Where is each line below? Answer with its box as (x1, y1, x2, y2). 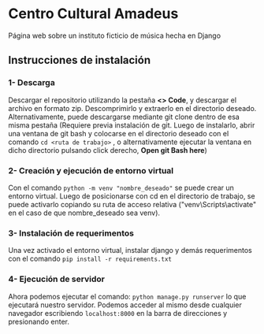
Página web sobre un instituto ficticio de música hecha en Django (8, 31, 221, 40)
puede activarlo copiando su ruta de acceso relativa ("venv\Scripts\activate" (8, 199, 257, 209)
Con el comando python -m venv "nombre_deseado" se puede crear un (8, 183, 235, 192)
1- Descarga (8, 77, 55, 88)
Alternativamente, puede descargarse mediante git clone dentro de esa (8, 112, 240, 121)
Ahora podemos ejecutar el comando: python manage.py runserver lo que (8, 291, 247, 301)
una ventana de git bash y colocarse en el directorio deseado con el (8, 128, 229, 138)
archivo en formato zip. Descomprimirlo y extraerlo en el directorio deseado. (8, 103, 257, 113)
